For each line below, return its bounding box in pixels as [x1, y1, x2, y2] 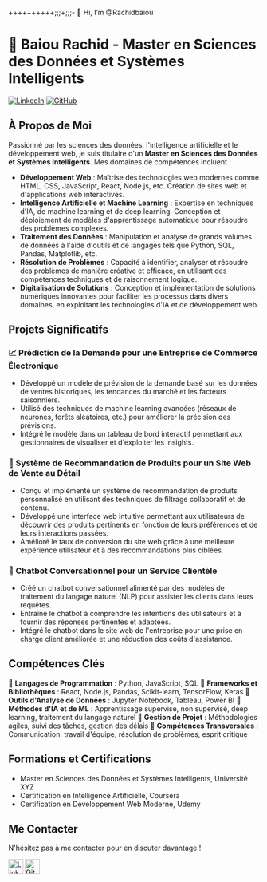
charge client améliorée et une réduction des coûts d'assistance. [19, 635, 233, 644]
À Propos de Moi [8, 119, 92, 132]
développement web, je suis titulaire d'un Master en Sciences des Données [8, 148, 258, 158]
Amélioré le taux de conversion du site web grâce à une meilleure [19, 536, 235, 546]
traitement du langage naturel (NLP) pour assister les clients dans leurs [19, 591, 253, 602]
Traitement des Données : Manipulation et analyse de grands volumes [19, 231, 253, 241]
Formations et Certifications [8, 753, 151, 766]
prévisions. [19, 421, 57, 430]
